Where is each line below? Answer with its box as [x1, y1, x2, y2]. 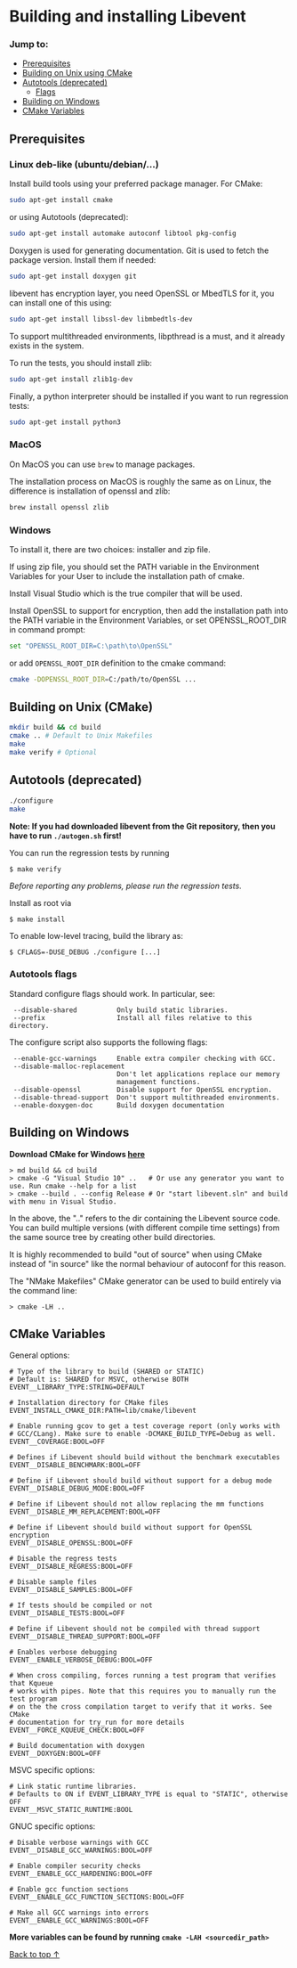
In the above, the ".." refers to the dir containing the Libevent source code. [9, 1213, 281, 1223]
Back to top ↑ [9, 1949, 60, 1960]
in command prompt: [9, 624, 86, 634]
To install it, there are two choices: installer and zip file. [9, 543, 211, 554]
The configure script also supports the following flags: [9, 1036, 208, 1048]
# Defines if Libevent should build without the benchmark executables [9, 1453, 280, 1462]
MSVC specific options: [9, 1765, 96, 1776]
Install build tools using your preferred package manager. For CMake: [9, 178, 263, 189]
